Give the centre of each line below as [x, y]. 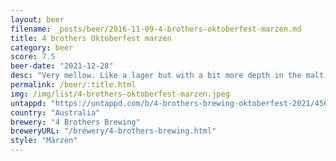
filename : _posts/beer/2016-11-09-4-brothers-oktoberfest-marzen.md [156, 29]
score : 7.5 [33, 57]
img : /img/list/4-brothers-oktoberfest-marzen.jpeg [120, 94]
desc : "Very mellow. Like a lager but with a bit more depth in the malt [167, 76]
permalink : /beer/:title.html [73, 85]
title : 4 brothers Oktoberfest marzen [91, 38]
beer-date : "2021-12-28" [62, 66]
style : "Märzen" [44, 141]
